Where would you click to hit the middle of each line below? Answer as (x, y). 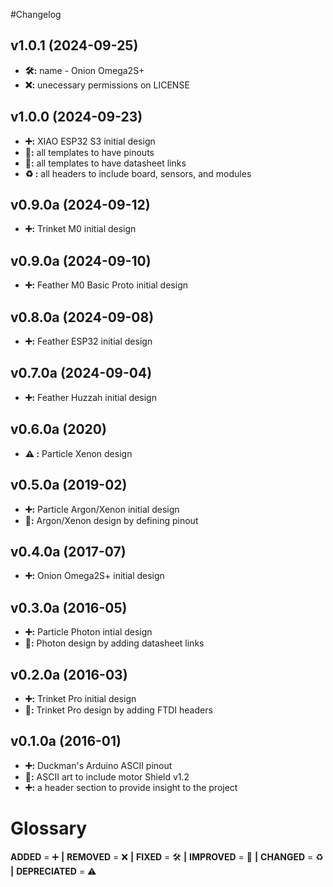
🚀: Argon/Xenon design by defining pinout (111, 520)
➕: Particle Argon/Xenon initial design (102, 509)
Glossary (49, 828)
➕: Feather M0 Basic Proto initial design (106, 285)
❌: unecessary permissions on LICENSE (107, 85)
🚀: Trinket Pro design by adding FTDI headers (118, 710)
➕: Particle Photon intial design (88, 632)
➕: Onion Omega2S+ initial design (94, 576)
